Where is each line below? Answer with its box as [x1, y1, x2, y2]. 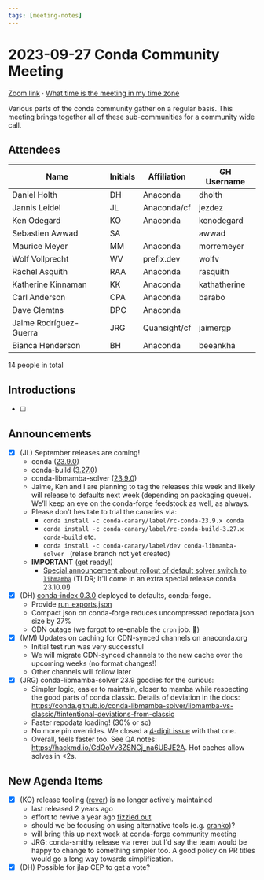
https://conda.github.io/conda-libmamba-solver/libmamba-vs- [31, 701, 234, 711]
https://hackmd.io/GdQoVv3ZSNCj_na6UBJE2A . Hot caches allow [31, 743, 245, 752]
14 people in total [8, 360, 64, 370]
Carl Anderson [12, 292, 66, 303]
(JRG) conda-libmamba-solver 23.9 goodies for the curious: [19, 675, 214, 685]
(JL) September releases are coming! [19, 448, 140, 457]
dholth [199, 190, 222, 201]
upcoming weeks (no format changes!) [31, 659, 157, 668]
